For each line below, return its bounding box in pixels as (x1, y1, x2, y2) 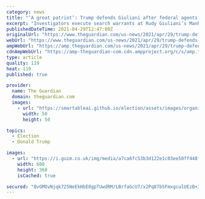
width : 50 (22, 110, 48, 117)
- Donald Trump (12, 139, 51, 145)
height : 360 (17, 167, 48, 173)
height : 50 (22, 117, 51, 123)
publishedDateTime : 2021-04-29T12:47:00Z (6, 26, 113, 32)
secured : (6, 184, 29, 190)
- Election (12, 133, 40, 139)
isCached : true (17, 172, 56, 179)
